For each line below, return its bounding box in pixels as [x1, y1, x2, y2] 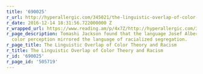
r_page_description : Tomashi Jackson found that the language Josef [6, 31, 182, 37]
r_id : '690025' [6, 53, 45, 59]
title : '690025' [6, 8, 47, 15]
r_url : [6, 14, 23, 20]
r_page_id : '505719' [6, 58, 59, 64]
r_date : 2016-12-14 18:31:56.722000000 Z [6, 20, 112, 26]
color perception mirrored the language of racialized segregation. [11, 36, 188, 42]
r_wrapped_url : [6, 25, 45, 32]
